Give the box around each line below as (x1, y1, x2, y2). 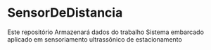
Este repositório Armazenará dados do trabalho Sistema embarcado (7, 28, 204, 36)
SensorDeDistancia (7, 5, 123, 21)
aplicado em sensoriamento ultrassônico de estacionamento (7, 35, 183, 43)
